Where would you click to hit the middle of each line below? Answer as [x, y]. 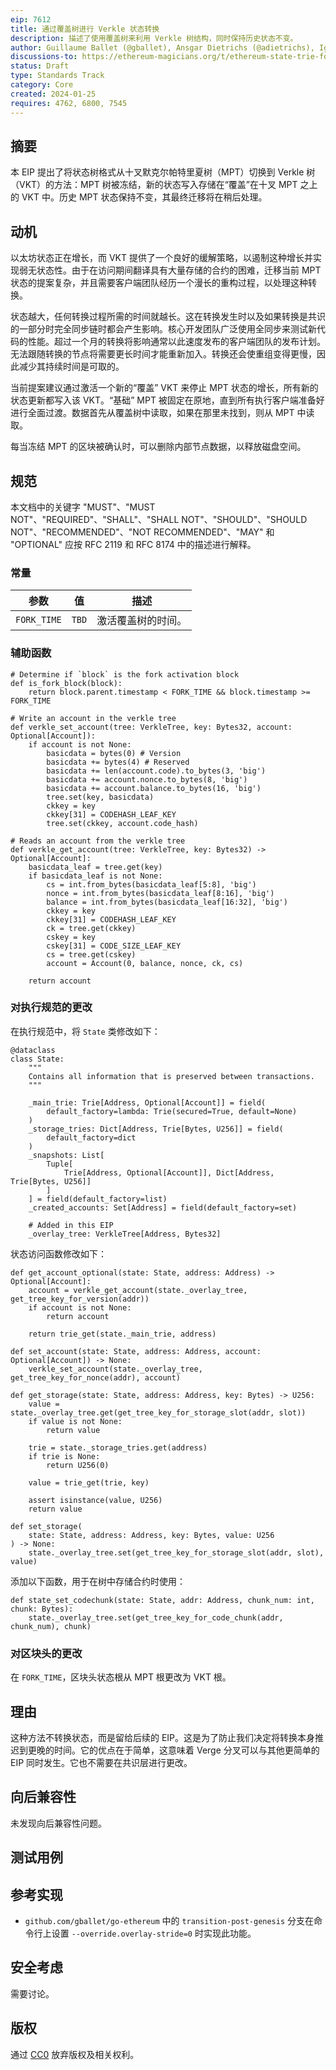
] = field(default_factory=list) [98, 1199]
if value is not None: [75, 1421]
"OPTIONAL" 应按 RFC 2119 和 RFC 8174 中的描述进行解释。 [133, 544]
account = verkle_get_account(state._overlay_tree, [138, 1290]
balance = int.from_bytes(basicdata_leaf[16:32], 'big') [167, 902]
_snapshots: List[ [66, 1155]
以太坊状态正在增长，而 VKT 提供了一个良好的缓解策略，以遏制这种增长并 [161, 258]
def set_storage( [46, 1526]
